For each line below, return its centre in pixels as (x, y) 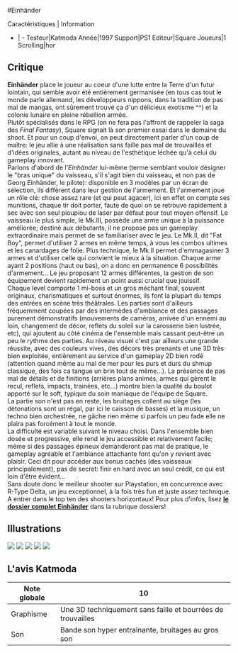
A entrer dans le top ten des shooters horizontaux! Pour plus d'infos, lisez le (118, 498)
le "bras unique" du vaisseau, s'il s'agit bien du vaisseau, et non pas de (112, 175)
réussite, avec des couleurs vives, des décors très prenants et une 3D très (116, 348)
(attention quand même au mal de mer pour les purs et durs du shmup (110, 363)
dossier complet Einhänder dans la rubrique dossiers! (87, 506)
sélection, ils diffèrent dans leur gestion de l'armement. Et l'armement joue (116, 190)
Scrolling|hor (36, 45)
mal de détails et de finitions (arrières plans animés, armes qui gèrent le (112, 378)
